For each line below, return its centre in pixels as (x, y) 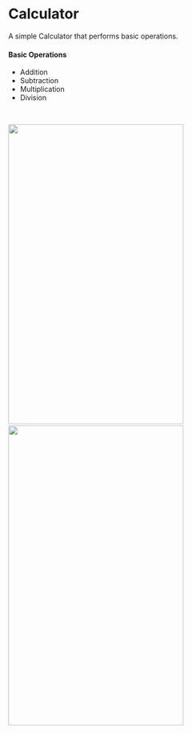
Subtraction (39, 81)
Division (33, 98)
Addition (34, 72)
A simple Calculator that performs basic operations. (93, 36)
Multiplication (42, 90)
